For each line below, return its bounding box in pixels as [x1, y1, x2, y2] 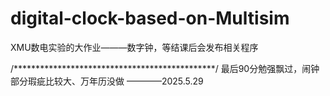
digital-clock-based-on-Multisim [10, 7, 290, 30]
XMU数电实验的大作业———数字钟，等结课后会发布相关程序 [10, 41, 259, 53]
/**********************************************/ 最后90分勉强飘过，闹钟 [10, 62, 320, 74]
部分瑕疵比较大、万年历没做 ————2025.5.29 [10, 75, 204, 87]
